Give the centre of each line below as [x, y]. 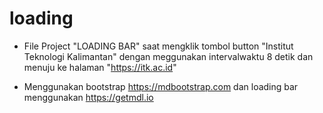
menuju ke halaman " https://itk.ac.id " [100, 67]
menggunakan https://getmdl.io [88, 97]
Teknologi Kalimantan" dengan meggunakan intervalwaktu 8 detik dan [168, 56]
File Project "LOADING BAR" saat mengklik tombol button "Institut [158, 46]
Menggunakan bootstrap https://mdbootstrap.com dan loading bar [161, 86]
